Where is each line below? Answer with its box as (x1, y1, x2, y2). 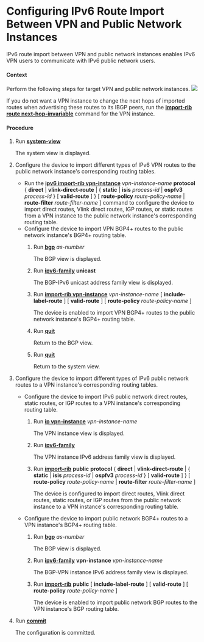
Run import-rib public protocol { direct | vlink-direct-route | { (33, 465, 191, 473)
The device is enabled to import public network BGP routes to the (33, 599, 198, 606)
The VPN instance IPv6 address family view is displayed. (33, 453, 176, 461)
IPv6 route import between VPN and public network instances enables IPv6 (6, 50, 195, 57)
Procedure (6, 124, 33, 131)
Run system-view (15, 137, 61, 145)
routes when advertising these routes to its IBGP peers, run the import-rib (6, 104, 192, 111)
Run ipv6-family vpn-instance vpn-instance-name (33, 557, 163, 564)
